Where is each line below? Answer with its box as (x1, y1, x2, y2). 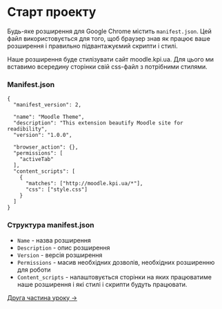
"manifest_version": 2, (13, 102, 81, 109)
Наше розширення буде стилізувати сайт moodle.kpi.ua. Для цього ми (7, 55, 214, 63)
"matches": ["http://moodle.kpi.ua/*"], (25, 180, 143, 187)
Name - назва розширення (17, 236, 92, 244)
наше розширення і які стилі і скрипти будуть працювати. (17, 280, 188, 288)
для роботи (17, 265, 51, 274)
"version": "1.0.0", (13, 132, 72, 139)
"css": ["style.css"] (25, 186, 88, 194)
